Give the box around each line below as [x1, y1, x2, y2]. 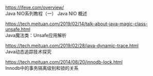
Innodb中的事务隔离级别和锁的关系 [5, 65, 79, 71]
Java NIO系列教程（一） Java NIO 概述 [5, 10, 87, 16]
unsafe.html [5, 26, 31, 32]
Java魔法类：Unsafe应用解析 [5, 32, 67, 38]
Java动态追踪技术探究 [5, 49, 52, 54]
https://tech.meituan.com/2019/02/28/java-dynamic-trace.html [5, 43, 139, 48]
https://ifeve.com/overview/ [5, 5, 64, 10]
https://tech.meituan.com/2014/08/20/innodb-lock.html [5, 59, 123, 65]
